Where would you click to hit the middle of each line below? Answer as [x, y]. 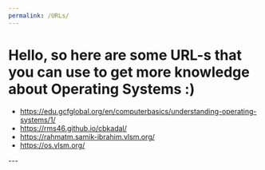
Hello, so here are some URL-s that [125, 55]
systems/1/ [38, 120]
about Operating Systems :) [102, 89]
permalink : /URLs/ [39, 16]
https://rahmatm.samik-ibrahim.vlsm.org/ [87, 136]
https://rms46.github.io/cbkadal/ [73, 128]
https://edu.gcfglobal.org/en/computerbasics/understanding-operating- [138, 111]
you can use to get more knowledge [129, 72]
